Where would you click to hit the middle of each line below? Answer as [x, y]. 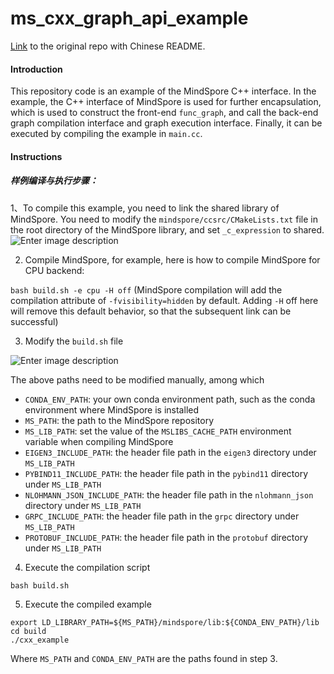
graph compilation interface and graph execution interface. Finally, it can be [166, 123]
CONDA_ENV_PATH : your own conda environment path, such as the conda [170, 399]
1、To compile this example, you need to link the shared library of [145, 208]
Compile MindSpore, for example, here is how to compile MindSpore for [172, 259]
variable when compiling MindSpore [99, 441]
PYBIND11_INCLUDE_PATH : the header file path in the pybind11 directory [166, 473]
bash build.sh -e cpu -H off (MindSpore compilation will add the [146, 289]
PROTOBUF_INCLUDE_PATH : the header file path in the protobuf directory [166, 537]
